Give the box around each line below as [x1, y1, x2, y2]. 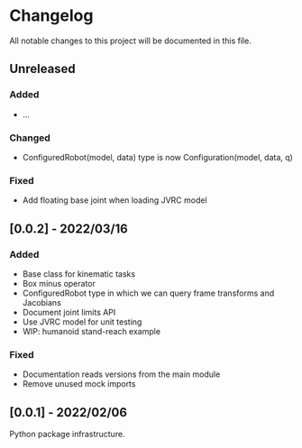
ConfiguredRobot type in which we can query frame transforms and [22, 288, 275, 298]
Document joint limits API [22, 306, 116, 317]
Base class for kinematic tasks [22, 268, 136, 279]
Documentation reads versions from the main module [22, 369, 221, 379]
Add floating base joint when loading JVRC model [22, 195, 207, 206]
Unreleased [9, 61, 77, 77]
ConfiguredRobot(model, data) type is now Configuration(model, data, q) [22, 151, 293, 162]
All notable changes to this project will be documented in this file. [9, 35, 252, 46]
